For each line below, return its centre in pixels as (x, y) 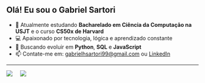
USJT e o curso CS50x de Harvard (59, 31)
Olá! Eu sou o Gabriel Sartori (61, 10)
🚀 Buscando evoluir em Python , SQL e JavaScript (78, 47)
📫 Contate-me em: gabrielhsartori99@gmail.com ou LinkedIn (93, 54)
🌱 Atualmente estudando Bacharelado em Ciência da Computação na (103, 24)
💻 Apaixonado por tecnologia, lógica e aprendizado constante (94, 38)
